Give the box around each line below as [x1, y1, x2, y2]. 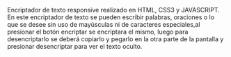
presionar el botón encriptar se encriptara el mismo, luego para [7, 27, 189, 36]
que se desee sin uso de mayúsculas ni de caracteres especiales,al [7, 21, 200, 28]
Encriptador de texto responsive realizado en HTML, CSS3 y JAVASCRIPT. [7, 6, 221, 14]
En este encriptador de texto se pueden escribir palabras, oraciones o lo [7, 13, 214, 21]
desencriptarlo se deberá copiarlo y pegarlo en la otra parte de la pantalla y [7, 35, 224, 43]
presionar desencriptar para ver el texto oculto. [7, 43, 143, 50]
